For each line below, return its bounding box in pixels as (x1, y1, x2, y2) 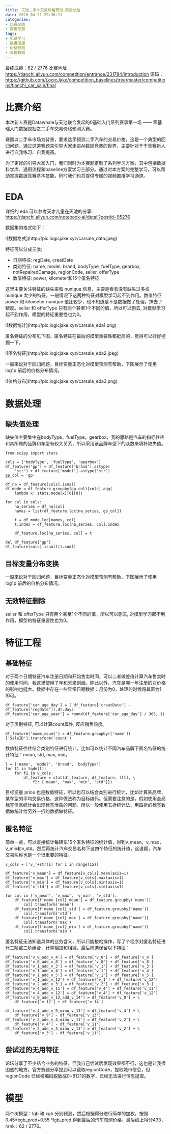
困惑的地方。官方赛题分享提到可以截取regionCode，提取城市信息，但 (5, 1066, 151, 1072)
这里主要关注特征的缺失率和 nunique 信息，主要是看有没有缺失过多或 (5, 286, 150, 292)
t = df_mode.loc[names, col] (14, 518, 76, 523)
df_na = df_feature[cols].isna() (5, 482, 76, 487)
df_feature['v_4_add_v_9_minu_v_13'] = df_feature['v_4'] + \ (5, 1008, 140, 1013)
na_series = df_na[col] (14, 504, 65, 509)
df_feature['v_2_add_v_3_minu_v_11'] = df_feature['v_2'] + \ (5, 1026, 140, 1031)
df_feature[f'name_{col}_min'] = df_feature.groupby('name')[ (14, 924, 149, 929)
